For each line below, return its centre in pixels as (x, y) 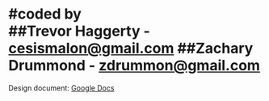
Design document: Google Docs (61, 88)
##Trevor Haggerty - (80, 31)
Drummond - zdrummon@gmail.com (134, 66)
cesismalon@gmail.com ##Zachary (131, 48)
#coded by (45, 14)
